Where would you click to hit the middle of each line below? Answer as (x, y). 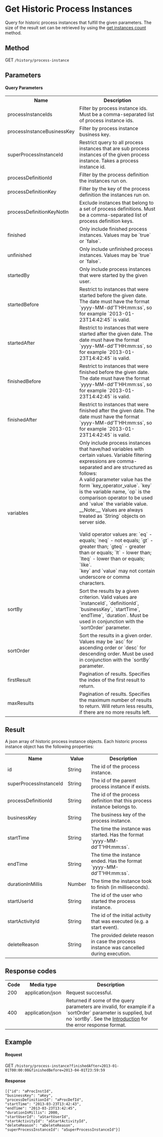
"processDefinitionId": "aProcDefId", (44, 1100)
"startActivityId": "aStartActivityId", (47, 1121)
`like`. (86, 565)
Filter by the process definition (114, 175)
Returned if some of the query (100, 1000)
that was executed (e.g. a (120, 921)
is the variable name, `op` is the (115, 492)
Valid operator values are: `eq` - (116, 534)
